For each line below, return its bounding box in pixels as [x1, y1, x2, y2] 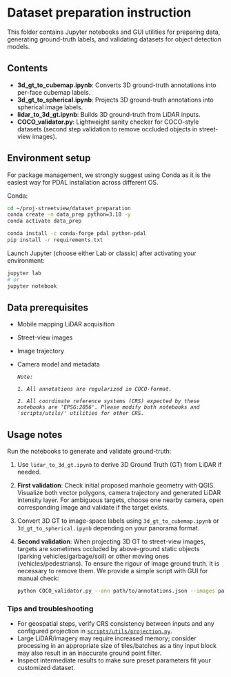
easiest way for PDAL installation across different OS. [7, 178, 159, 186]
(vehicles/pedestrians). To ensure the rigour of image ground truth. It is [17, 559, 219, 568]
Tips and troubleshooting [7, 604, 94, 613]
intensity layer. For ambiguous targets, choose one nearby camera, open [17, 496, 224, 504]
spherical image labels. [17, 102, 83, 111]
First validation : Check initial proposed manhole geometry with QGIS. [17, 481, 216, 490]
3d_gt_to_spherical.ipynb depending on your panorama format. [17, 524, 200, 532]
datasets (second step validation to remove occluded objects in [17, 124, 198, 133]
